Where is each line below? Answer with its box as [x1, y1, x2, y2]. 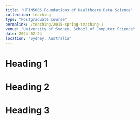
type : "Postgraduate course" [5, 17, 67, 22]
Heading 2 [5, 81, 50, 93]
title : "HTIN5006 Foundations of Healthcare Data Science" [5, 7, 133, 13]
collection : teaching [5, 12, 51, 17]
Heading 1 [5, 58, 48, 69]
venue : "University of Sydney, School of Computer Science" [5, 27, 136, 32]
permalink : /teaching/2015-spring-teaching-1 [5, 21, 103, 27]
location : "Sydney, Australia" [5, 36, 72, 41]
